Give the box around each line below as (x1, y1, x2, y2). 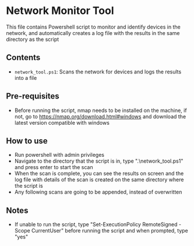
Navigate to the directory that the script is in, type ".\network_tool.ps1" (14, 157, 184, 164)
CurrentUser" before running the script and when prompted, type (31, 227, 188, 234)
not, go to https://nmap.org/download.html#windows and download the (14, 113, 186, 120)
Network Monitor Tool (6, 4, 115, 17)
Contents (6, 52, 41, 62)
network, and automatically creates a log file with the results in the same (6, 29, 180, 36)
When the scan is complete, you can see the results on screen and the (14, 170, 184, 177)
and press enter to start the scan (14, 164, 93, 171)
